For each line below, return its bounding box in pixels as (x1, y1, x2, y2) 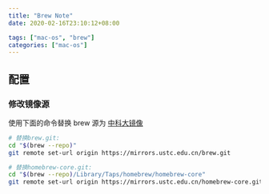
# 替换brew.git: (8, 133, 60, 142)
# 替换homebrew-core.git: (8, 163, 92, 172)
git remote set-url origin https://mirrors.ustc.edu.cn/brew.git (8, 148, 231, 156)
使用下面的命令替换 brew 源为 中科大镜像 (8, 117, 143, 128)
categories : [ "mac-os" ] (8, 41, 88, 49)
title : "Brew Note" (8, 11, 74, 20)
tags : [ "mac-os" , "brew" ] (8, 34, 94, 42)
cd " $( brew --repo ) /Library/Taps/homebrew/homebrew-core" (8, 171, 206, 179)
